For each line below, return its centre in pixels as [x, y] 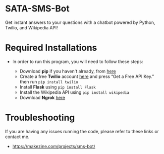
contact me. [17, 137]
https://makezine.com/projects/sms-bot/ [54, 146]
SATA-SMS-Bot [37, 9]
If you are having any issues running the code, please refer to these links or [82, 131]
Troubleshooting [40, 118]
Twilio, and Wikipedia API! [31, 27]
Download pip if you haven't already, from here [68, 71]
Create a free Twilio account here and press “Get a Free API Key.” [87, 76]
